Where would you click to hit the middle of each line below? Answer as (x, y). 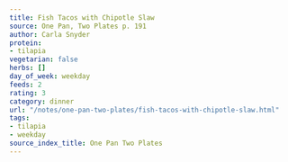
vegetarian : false (44, 59)
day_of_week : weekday (50, 76)
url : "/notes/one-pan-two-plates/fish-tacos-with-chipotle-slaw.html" (144, 110)
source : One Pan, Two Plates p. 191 (78, 26)
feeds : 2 (26, 85)
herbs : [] (28, 68)
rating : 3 (28, 93)
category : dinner (42, 101)
